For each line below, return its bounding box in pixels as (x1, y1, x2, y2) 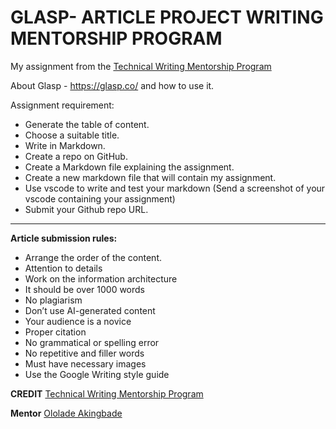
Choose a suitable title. (24, 129, 120, 141)
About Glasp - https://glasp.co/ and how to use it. (10, 79, 215, 91)
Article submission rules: (10, 232, 118, 244)
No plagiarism (24, 294, 83, 306)
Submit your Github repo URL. (24, 203, 149, 215)
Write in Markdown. (24, 139, 106, 151)
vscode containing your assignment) (24, 192, 176, 205)
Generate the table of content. (24, 118, 150, 130)
